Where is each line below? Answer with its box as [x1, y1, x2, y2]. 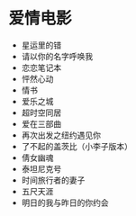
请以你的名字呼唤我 [21, 50, 94, 61]
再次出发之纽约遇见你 [21, 130, 101, 140]
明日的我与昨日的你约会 [21, 197, 109, 208]
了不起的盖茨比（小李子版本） [21, 140, 132, 151]
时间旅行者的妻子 [21, 175, 86, 185]
